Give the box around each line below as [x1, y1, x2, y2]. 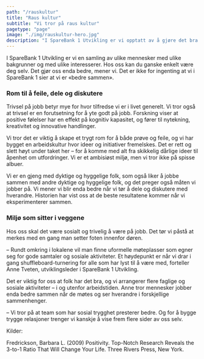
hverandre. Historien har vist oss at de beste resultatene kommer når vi [6, 192, 185, 199]
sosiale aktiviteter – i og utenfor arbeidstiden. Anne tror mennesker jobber [6, 284, 192, 291]
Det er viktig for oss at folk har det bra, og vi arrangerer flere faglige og [6, 277, 185, 285]
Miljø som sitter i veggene [6, 214, 84, 222]
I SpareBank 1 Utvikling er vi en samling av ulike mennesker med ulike [6, 55, 181, 61]
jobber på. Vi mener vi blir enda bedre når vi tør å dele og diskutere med [6, 185, 188, 193]
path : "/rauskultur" [6, 9, 59, 15]
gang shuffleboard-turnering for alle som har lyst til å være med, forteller [6, 259, 189, 266]
